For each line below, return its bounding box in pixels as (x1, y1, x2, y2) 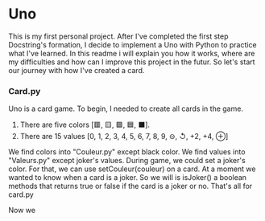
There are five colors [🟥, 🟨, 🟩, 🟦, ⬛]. (19, 120, 151, 129)
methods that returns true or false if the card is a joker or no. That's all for (8, 182, 253, 191)
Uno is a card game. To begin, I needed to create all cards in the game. (8, 104, 244, 113)
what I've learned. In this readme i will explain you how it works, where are (8, 48, 255, 58)
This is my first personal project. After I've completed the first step (8, 31, 229, 41)
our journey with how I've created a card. (8, 65, 145, 75)
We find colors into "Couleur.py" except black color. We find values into (8, 147, 246, 157)
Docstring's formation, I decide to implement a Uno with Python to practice (8, 39, 257, 49)
